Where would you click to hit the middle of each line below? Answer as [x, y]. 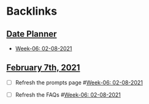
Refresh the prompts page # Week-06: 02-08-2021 [79, 82]
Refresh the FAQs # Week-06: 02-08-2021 [68, 95]
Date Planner [32, 34]
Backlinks [32, 11]
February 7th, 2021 [43, 68]
